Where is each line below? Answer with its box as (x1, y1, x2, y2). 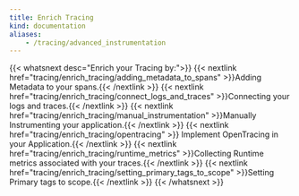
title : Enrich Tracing (9, 13, 94, 22)
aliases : (9, 30, 42, 38)
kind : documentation (9, 21, 87, 30)
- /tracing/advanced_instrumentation (25, 38, 167, 47)
